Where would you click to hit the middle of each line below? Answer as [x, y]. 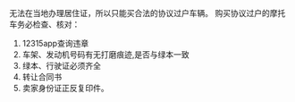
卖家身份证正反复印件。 [65, 88]
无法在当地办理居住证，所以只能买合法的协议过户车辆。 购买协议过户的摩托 [147, 13]
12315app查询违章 [55, 43]
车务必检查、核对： [45, 24]
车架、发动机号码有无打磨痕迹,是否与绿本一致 [105, 55]
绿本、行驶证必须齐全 [61, 66]
